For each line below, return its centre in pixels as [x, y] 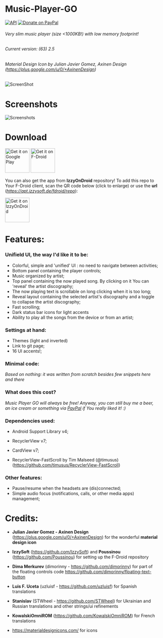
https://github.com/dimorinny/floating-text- [108, 572]
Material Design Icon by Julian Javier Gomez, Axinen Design [66, 64]
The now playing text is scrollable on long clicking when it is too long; [82, 291]
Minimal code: [22, 364]
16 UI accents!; [27, 351]
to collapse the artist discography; [46, 302]
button [19, 577]
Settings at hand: [26, 330]
